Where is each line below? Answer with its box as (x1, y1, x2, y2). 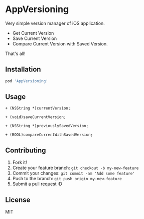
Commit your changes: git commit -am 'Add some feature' (12, 170, 135, 176)
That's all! (5, 50, 26, 57)
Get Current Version (12, 30, 54, 36)
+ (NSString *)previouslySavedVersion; (5, 124, 89, 129)
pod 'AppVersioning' (5, 78, 49, 84)
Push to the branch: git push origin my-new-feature (12, 176, 122, 182)
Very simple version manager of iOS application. (5, 20, 105, 26)
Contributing (5, 146, 46, 154)
